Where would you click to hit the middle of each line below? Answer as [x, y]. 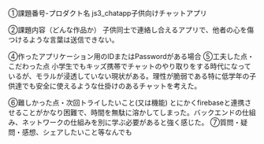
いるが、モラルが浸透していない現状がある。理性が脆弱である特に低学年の [129, 76]
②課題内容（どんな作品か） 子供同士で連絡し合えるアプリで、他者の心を [128, 30]
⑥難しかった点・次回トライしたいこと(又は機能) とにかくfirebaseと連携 [126, 103]
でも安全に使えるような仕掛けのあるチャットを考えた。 [112, 86]
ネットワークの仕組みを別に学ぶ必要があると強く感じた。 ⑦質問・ [131, 122]
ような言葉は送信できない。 [74, 40]
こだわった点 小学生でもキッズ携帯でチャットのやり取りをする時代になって [130, 66]
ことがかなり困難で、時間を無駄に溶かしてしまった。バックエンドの [132, 113]
